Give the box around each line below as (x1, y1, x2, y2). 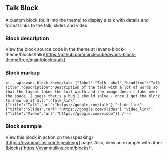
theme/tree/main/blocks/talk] (5, 57, 66, 63)
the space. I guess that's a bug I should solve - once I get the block (5, 94, 160, 99)
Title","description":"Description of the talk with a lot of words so (5, 85, 158, 90)
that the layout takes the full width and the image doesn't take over (5, 89, 158, 94)
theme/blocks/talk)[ (5, 52, 46, 58)
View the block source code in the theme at (5, 46, 95, 52)
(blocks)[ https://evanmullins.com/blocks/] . (5, 145, 93, 151)
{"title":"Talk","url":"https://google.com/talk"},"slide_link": (5, 102, 144, 108)
